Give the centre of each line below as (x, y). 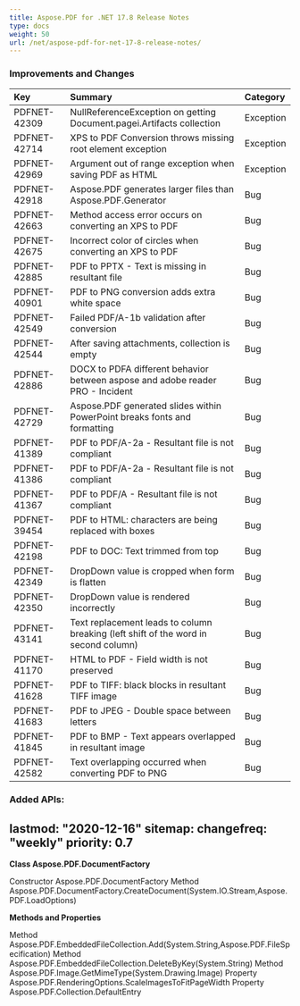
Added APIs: (37, 800)
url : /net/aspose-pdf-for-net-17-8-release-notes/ (105, 42)
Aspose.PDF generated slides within (146, 406)
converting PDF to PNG (119, 773)
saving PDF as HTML (114, 174)
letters (83, 722)
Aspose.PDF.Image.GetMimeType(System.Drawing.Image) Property (133, 973)
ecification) (30, 954)
